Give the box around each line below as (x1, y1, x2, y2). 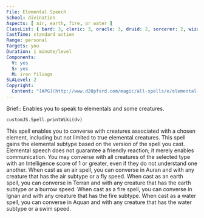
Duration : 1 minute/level (6, 49, 72, 55)
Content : (12, 88, 34, 94)
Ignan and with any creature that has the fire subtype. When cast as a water (6, 192, 196, 199)
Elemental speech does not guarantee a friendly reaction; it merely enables (6, 147, 194, 154)
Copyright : (6, 83, 34, 89)
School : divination (6, 15, 56, 21)
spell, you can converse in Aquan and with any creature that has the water (6, 199, 192, 206)
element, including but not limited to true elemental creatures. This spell (6, 133, 186, 141)
